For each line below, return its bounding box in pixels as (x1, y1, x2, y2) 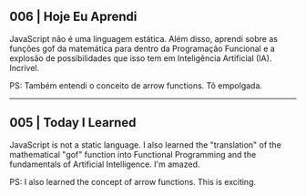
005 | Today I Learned (9, 115, 137, 130)
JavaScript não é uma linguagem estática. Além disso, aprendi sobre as (9, 33, 278, 44)
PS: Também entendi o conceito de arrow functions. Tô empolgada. (9, 79, 262, 91)
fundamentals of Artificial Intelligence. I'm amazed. (9, 159, 200, 170)
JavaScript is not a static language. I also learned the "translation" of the (9, 139, 282, 150)
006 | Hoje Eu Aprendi (9, 9, 138, 25)
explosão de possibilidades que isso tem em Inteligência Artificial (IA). (9, 52, 272, 64)
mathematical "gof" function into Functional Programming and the (9, 149, 257, 160)
